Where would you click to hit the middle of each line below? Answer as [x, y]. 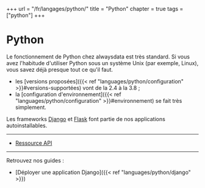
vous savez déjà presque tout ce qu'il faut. [60, 69]
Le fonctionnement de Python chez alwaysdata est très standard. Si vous [98, 57]
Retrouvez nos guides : [35, 160]
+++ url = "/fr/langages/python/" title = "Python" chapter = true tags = [95, 9]
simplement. [31, 107]
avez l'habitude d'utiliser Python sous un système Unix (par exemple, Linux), [103, 63]
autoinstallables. [27, 125]
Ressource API [34, 143]
